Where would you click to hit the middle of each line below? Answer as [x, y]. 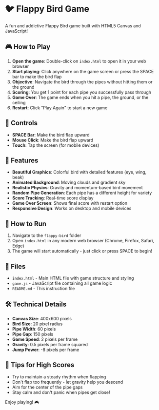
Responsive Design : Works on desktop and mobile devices [72, 208]
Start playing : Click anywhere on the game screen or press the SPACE [83, 71]
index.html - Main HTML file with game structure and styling [73, 278]
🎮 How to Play [28, 47]
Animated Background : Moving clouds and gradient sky [69, 182]
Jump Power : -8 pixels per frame [46, 350]
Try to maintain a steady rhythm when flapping [59, 377]
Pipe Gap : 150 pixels [33, 334]
